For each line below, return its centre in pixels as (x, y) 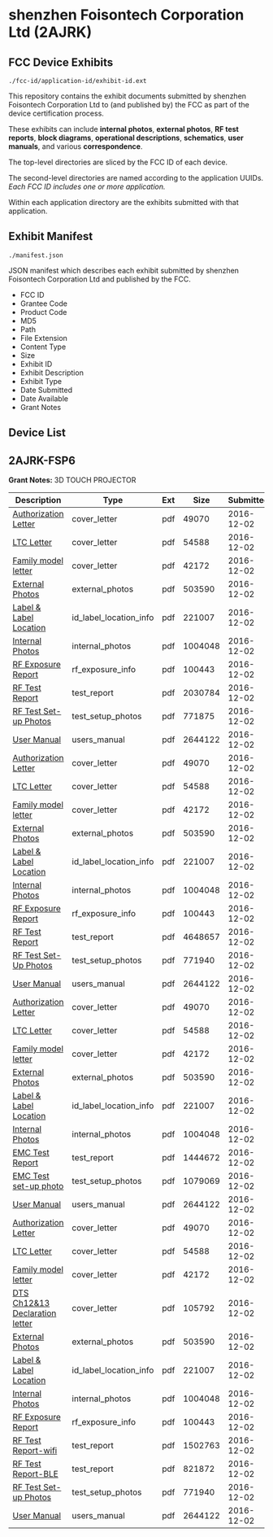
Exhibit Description (52, 373)
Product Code (43, 312)
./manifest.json (36, 255)
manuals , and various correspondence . (76, 146)
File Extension (43, 338)
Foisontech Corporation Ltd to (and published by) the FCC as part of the (129, 105)
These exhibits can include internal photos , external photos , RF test (124, 129)
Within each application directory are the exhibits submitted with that (124, 202)
